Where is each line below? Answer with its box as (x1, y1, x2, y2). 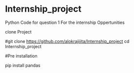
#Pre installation (5, 53, 38, 59)
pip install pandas (5, 62, 40, 68)
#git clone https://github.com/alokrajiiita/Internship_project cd (5, 38, 130, 44)
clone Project (5, 29, 32, 35)
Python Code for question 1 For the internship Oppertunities (5, 19, 125, 25)
